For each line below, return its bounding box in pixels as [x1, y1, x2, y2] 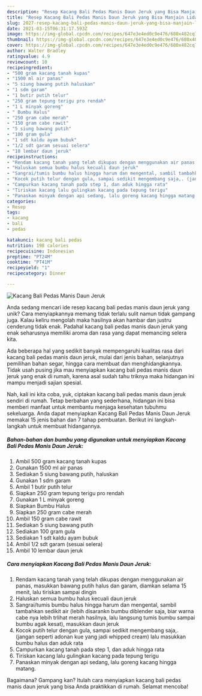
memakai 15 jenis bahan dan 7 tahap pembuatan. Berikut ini [7, 416, 153, 423]
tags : [7, 209, 20, 216]
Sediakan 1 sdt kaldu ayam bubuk [15, 534, 98, 541]
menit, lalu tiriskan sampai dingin [15, 588, 97, 595]
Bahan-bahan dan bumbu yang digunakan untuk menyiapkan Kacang [7, 436, 186, 444]
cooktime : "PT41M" [7, 259, 53, 266]
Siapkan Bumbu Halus [15, 502, 71, 510]
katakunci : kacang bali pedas [7, 237, 83, 243]
